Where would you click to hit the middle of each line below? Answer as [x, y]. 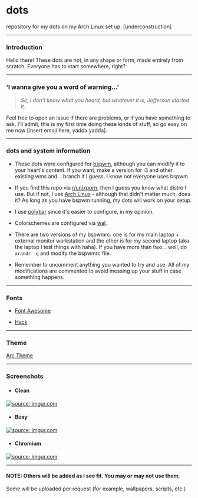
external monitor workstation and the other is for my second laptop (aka [102, 240]
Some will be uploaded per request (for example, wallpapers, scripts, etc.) [96, 489]
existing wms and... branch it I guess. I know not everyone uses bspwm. [102, 176]
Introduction [24, 47]
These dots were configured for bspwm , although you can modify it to [100, 164]
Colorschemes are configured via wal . [61, 223]
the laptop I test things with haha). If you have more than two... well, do [101, 247]
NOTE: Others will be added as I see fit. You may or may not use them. [93, 476]
